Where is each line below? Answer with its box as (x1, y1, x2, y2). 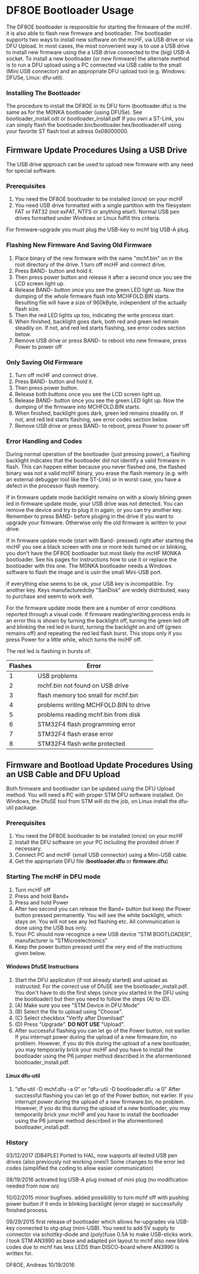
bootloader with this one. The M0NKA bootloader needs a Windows (6, 563, 172, 570)
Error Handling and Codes (6, 437, 83, 445)
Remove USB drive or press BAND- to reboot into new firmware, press (14, 337, 187, 344)
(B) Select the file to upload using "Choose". (14, 1008, 123, 1015)
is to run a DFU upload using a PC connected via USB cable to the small (6, 61, 182, 69)
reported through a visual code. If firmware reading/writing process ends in (6, 611, 191, 618)
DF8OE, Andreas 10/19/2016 (6, 1261, 75, 1269)
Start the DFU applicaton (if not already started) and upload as (14, 976, 168, 983)
